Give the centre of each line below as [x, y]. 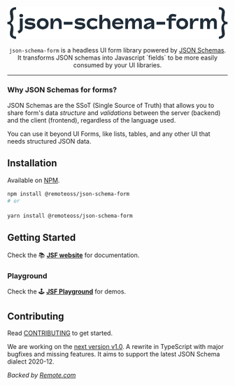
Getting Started [42, 238]
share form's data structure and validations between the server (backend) [114, 113]
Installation [32, 164]
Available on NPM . [34, 180]
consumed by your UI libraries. [117, 65]
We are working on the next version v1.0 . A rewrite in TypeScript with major [115, 347]
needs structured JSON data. [49, 141]
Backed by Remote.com [42, 375]
